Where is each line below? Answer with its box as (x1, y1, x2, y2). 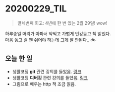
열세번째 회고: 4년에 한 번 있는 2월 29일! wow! (17, 20, 108, 26)
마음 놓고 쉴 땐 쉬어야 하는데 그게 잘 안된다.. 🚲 (5, 37, 96, 43)
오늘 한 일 (5, 54, 33, 63)
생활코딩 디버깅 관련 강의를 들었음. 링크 (12, 75, 88, 81)
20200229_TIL (5, 3, 67, 14)
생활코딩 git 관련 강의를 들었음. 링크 (12, 68, 82, 75)
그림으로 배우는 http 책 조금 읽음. (12, 81, 76, 87)
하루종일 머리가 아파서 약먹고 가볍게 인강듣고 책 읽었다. (5, 30, 111, 36)
